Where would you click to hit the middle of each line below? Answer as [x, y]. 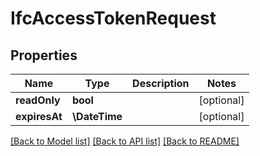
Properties [44, 55]
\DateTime [97, 116]
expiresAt [39, 116]
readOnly [38, 100]
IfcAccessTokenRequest [113, 18]
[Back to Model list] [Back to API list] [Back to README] [125, 141]
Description [161, 83]
